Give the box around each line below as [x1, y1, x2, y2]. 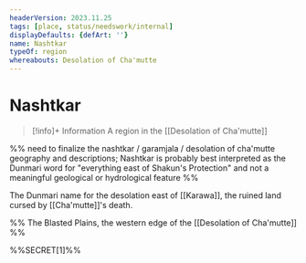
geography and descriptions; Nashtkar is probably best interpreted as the [9, 153, 286, 163]
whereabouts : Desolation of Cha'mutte [9, 56, 157, 65]
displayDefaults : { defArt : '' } [9, 30, 129, 39]
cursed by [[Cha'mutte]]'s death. [9, 199, 133, 210]
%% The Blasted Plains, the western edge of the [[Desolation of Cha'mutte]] [9, 216, 297, 228]
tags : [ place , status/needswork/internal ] [9, 22, 174, 31]
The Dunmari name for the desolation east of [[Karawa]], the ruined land [9, 189, 281, 201]
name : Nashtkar [9, 38, 68, 48]
